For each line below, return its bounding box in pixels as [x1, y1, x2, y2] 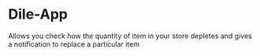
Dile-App [8, 5, 69, 23]
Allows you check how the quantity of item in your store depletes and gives [8, 31, 252, 40]
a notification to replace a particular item [8, 39, 140, 48]
